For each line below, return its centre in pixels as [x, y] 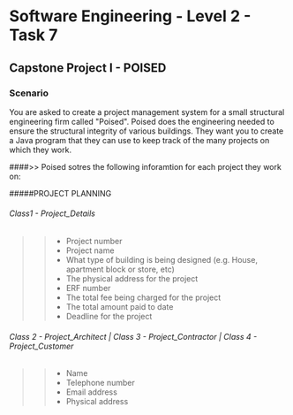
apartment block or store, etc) [120, 269]
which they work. [41, 150]
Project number [94, 242]
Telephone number [100, 383]
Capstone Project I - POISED [88, 68]
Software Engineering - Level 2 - [130, 16]
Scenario [29, 93]
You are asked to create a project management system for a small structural [147, 111]
